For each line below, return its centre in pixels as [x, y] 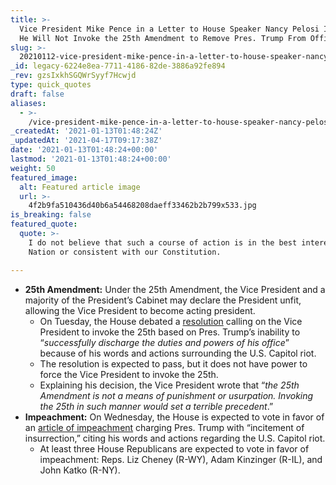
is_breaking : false [51, 215]
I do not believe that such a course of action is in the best [163, 242]
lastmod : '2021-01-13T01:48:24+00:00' [91, 159]
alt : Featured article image [80, 187]
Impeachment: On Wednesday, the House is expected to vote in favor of [174, 417]
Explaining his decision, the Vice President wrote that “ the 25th [169, 385]
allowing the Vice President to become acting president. [140, 310]
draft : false [37, 94]
